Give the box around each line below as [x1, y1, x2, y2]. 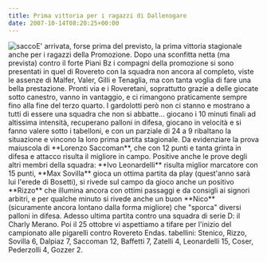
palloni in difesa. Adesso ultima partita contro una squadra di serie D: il [8, 211, 241, 220]
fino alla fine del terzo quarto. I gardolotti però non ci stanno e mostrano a [8, 101, 251, 110]
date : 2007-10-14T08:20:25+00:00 [8, 19, 120, 27]
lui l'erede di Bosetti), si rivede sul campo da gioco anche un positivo [8, 177, 234, 186]
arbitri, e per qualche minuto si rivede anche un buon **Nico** [8, 193, 215, 204]
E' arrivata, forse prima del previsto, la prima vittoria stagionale [35, 41, 242, 50]
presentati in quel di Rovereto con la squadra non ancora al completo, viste [8, 66, 254, 76]
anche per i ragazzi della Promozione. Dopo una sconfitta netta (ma [8, 50, 230, 59]
